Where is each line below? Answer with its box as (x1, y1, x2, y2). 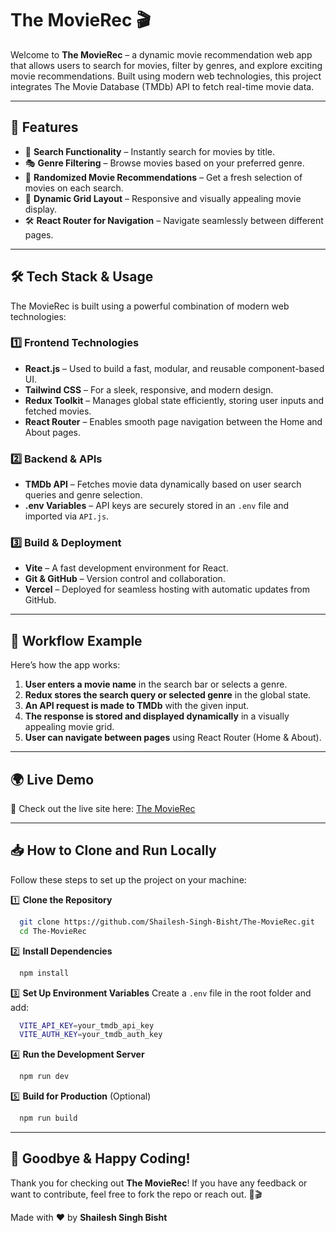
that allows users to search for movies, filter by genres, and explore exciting (10, 59, 323, 71)
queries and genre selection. (24, 489, 143, 501)
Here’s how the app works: (10, 659, 121, 671)
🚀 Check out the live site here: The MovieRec (10, 803, 196, 815)
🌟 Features (10, 119, 79, 136)
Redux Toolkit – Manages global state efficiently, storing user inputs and (24, 394, 325, 406)
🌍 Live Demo (10, 771, 95, 788)
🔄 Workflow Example (10, 632, 143, 649)
